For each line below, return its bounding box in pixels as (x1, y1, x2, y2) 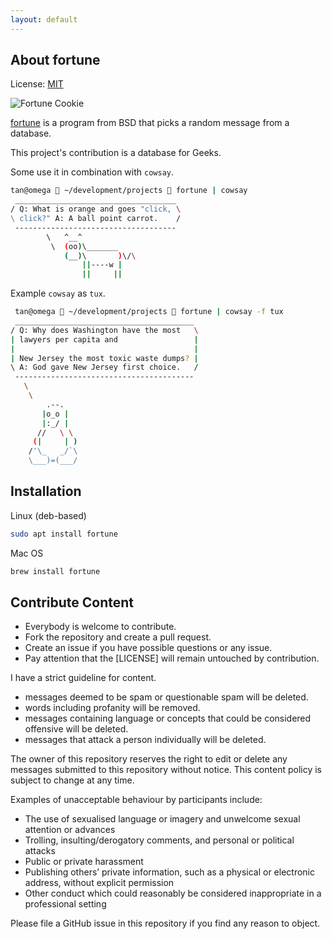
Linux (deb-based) (10, 509, 87, 521)
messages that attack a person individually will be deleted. (24, 734, 267, 746)
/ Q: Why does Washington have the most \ (10, 325, 199, 335)
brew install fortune (10, 566, 101, 576)
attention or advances (24, 824, 116, 836)
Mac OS (10, 547, 44, 559)
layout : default (10, 14, 78, 25)
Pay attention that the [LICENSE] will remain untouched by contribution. (24, 652, 320, 665)
